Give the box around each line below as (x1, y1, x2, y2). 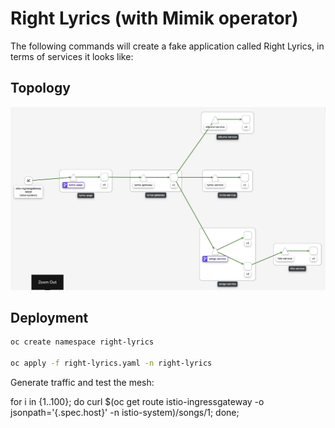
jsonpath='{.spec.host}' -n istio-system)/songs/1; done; (10, 407, 240, 419)
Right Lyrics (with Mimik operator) (10, 7, 299, 30)
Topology (10, 80, 71, 97)
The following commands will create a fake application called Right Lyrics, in (10, 40, 325, 52)
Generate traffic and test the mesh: (10, 377, 155, 389)
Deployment (10, 309, 89, 326)
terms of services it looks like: (10, 50, 134, 62)
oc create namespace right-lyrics (10, 337, 155, 347)
